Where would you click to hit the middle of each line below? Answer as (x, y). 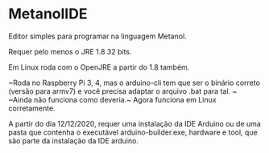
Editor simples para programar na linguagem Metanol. (97, 36)
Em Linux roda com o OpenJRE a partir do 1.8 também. (99, 67)
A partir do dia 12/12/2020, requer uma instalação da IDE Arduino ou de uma (135, 123)
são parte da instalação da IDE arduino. (74, 140)
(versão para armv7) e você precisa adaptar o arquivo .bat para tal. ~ (123, 91)
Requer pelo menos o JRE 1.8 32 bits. (70, 51)
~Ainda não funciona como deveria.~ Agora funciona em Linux (112, 99)
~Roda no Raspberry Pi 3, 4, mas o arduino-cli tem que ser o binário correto (134, 83)
